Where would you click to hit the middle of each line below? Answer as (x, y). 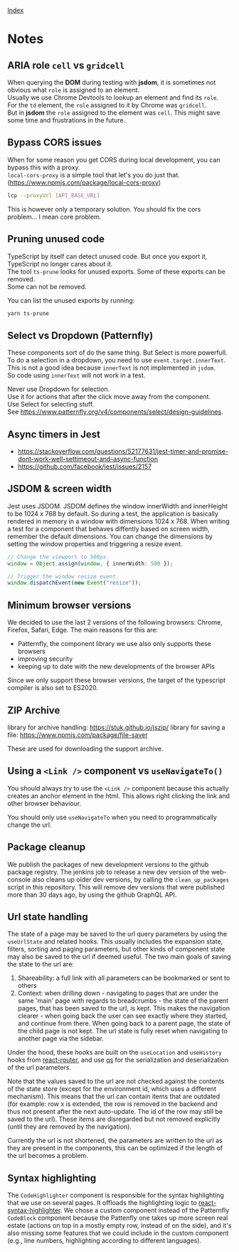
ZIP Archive (34, 710)
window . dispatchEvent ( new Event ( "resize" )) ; (74, 583)
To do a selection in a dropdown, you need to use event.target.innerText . (117, 360)
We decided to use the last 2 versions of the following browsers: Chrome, (115, 622)
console (19, 880)
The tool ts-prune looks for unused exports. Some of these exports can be (116, 271)
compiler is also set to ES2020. (53, 688)
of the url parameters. (39, 1068)
